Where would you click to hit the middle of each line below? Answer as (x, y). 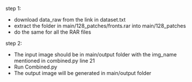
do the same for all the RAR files (53, 32)
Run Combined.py (36, 67)
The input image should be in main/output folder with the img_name (95, 54)
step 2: (14, 43)
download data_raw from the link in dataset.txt (70, 19)
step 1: (13, 8)
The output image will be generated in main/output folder (83, 73)
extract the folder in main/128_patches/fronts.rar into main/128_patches (100, 26)
